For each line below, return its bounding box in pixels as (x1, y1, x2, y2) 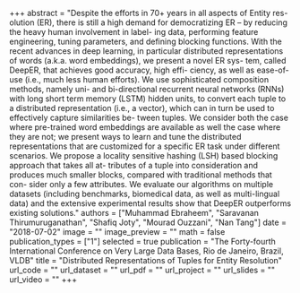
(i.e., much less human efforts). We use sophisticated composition (24, 74, 270, 84)
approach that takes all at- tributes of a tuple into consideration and (9, 160, 258, 170)
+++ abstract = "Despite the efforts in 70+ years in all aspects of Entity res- (9, 8, 288, 18)
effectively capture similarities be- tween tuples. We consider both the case (9, 112, 289, 123)
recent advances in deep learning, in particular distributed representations (9, 46, 284, 56)
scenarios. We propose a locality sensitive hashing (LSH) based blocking (9, 151, 279, 160)
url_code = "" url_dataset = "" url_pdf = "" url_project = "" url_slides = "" (9, 264, 276, 275)
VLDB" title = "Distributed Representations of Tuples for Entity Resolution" (9, 255, 282, 265)
